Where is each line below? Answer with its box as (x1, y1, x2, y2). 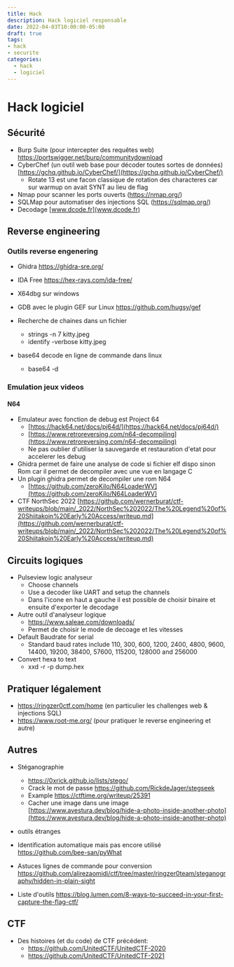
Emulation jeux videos (7, 383, 84, 392)
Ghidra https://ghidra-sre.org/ (17, 262, 104, 270)
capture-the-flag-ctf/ (17, 898, 78, 906)
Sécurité (7, 127, 46, 139)
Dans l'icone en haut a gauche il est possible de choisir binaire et (27, 596, 216, 604)
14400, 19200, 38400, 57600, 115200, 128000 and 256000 (27, 647, 198, 656)
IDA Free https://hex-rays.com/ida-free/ (17, 276, 133, 284)
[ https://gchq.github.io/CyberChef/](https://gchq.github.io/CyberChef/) (17, 167, 223, 176)
